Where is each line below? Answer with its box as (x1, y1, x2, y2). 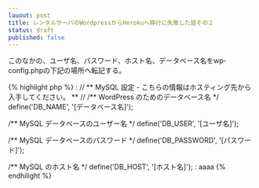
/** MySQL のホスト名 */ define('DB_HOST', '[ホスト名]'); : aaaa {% (8, 162, 226, 171)
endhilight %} (8, 171, 53, 181)
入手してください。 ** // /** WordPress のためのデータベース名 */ (8, 92, 220, 102)
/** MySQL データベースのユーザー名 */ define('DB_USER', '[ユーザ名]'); (8, 119, 239, 128)
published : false (8, 33, 65, 42)
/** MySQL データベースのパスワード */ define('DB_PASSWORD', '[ (8, 135, 224, 146)
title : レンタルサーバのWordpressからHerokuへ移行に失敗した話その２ (8, 19, 214, 27)
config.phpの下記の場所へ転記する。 (8, 66, 126, 76)
